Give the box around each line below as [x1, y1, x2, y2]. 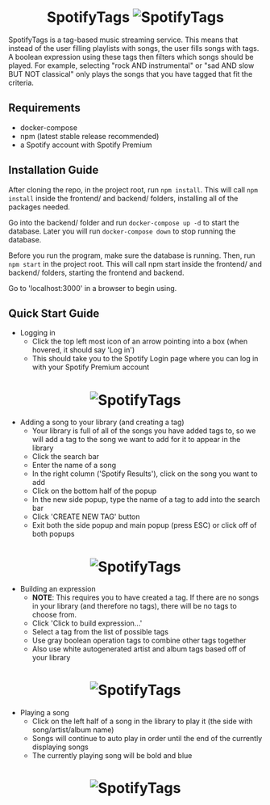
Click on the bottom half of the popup [31, 486, 157, 496]
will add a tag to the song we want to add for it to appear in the [31, 435, 241, 445]
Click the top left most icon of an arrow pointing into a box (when [31, 336, 248, 347]
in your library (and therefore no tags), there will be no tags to [31, 601, 238, 611]
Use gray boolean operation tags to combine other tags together [31, 635, 247, 646]
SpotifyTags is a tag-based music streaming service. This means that [8, 35, 239, 44]
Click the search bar [31, 452, 99, 462]
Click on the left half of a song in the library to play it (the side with [31, 716, 253, 727]
